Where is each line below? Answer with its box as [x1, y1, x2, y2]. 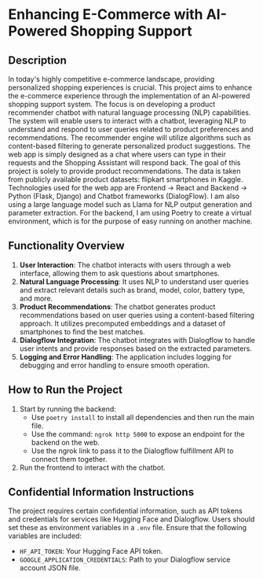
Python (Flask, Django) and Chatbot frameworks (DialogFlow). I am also [8, 191, 240, 201]
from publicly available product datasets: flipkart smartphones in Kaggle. [8, 175, 243, 184]
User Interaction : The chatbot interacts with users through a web [19, 260, 232, 269]
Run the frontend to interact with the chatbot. [19, 463, 166, 472]
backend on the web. [31, 437, 100, 447]
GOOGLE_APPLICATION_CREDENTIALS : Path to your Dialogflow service [19, 555, 231, 564]
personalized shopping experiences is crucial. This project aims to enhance [8, 83, 253, 92]
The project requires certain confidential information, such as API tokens [8, 506, 243, 516]
